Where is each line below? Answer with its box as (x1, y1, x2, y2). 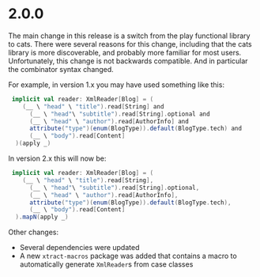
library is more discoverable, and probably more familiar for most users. (8, 47, 242, 57)
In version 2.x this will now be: (8, 154, 107, 163)
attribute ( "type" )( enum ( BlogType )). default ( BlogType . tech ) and (28, 124, 243, 133)
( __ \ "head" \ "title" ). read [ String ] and (22, 102, 164, 111)
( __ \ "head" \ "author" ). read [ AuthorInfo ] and (28, 117, 190, 125)
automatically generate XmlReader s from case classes (19, 260, 194, 269)
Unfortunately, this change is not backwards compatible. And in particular (8, 56, 248, 66)
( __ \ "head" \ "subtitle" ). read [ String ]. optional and (28, 110, 211, 118)
